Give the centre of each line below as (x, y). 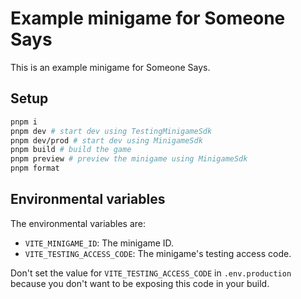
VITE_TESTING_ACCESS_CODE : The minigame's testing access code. (158, 253)
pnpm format (35, 168)
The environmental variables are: (78, 223)
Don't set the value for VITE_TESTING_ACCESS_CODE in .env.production (151, 273)
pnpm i (24, 122)
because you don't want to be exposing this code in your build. (140, 283)
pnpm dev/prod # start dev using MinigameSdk (106, 140)
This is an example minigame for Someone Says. (110, 67)
